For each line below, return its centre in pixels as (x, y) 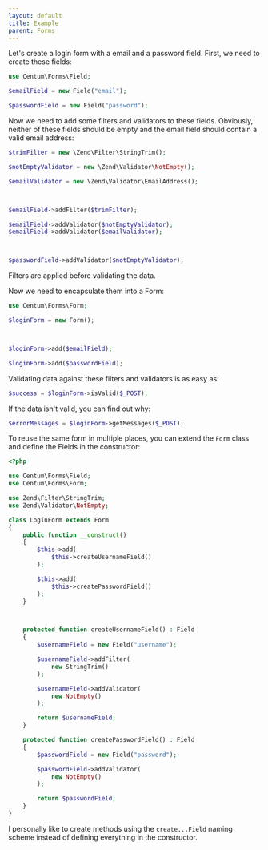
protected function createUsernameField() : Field (109, 630)
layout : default (35, 16)
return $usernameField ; (76, 718)
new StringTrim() (80, 667)
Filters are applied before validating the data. (82, 276)
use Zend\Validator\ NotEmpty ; (59, 506)
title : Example (34, 23)
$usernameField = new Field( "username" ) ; (107, 645)
